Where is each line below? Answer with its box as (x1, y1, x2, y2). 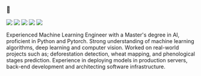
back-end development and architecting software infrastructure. (6, 63, 165, 71)
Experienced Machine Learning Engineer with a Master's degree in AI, (6, 31, 180, 38)
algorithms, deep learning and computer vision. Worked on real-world (6, 44, 179, 51)
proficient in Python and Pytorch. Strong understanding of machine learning (6, 38, 194, 45)
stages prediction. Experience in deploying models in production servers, (6, 57, 188, 64)
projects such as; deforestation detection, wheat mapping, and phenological (6, 50, 196, 57)
